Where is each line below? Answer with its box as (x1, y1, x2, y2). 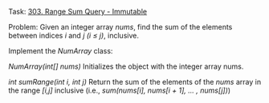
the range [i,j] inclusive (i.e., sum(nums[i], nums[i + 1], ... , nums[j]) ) (8, 85, 231, 95)
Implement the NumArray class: (8, 46, 113, 55)
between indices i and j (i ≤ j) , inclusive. (8, 31, 139, 40)
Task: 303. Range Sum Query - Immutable (8, 7, 147, 16)
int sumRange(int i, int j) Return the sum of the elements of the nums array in (8, 77, 262, 86)
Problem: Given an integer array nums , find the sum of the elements (8, 22, 233, 31)
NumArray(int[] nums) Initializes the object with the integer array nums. (8, 61, 244, 71)
